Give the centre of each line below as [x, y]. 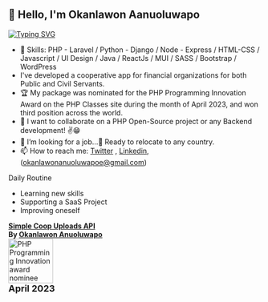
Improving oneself [50, 210]
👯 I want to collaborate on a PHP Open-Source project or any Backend [136, 121]
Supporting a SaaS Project [63, 202]
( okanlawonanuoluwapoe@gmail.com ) [83, 162]
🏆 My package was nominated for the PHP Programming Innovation [133, 92]
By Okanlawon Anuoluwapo [55, 234]
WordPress [38, 66]
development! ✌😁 [50, 130]
